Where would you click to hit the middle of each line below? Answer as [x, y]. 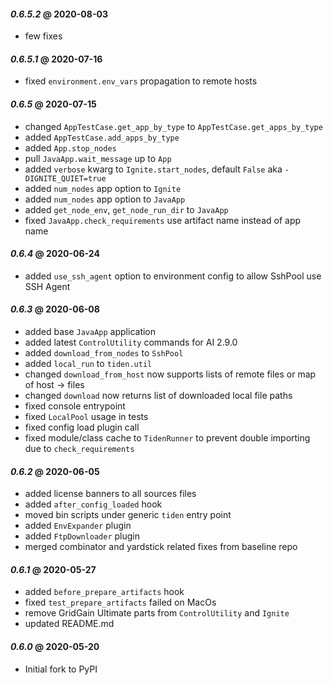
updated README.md [69, 624]
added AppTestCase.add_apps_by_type [102, 137]
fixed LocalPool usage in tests [86, 417]
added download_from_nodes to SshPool [104, 353]
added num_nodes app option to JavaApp [105, 199]
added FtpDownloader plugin [82, 536]
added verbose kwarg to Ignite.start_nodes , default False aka [153, 169]
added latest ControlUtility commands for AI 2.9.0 [131, 342]
